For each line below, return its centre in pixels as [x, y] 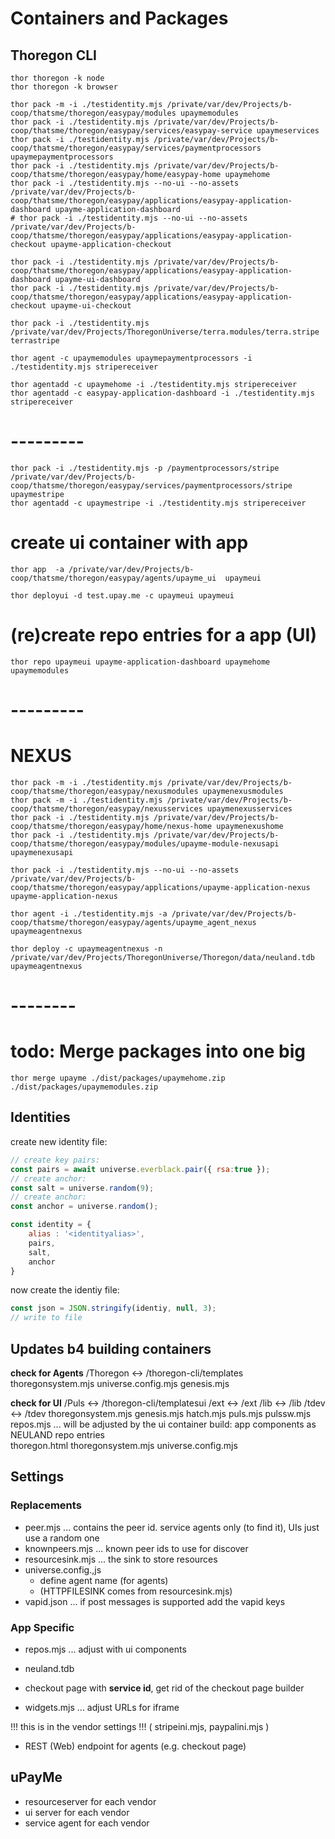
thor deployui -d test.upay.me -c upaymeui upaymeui [122, 595]
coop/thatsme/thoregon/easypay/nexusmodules [104, 791]
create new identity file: [59, 1141]
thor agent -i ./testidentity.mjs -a [89, 913]
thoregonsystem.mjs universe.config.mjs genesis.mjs [120, 1383]
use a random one [62, 1538]
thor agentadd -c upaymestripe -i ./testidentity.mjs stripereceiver [158, 503]
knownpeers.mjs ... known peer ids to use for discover [136, 1548]
